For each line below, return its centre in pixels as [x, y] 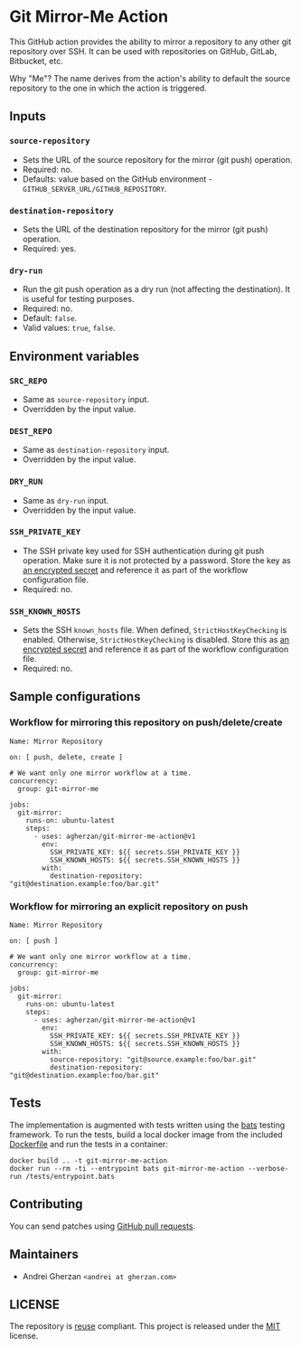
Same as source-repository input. [85, 399]
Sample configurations [75, 697]
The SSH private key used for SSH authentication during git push [143, 551]
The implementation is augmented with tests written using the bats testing [147, 1125]
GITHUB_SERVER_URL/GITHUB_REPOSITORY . [94, 188]
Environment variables [75, 356]
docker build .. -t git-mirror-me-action [89, 1160]
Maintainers [44, 1254]
